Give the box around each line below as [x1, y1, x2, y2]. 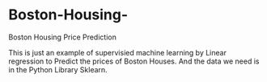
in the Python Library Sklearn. [8, 64, 108, 74]
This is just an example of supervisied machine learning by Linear [8, 47, 227, 57]
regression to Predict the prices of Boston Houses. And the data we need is [8, 56, 260, 66]
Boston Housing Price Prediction [8, 32, 117, 42]
